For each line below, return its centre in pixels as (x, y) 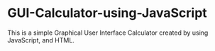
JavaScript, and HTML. (41, 40)
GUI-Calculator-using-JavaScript (107, 13)
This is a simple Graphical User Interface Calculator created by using (108, 33)
